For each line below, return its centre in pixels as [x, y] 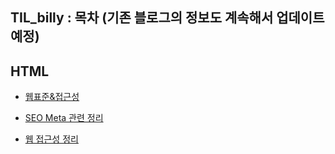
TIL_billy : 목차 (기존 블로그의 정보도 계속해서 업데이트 [167, 18]
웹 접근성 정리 [51, 139]
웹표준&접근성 [52, 97]
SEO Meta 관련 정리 [64, 118]
